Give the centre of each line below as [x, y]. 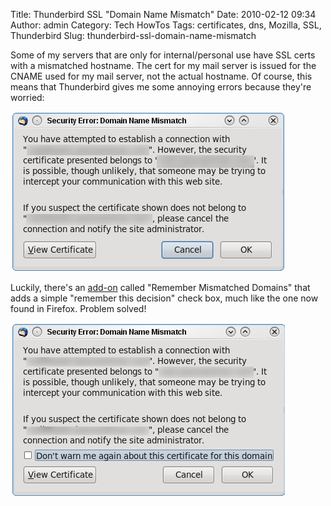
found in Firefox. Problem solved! [78, 308]
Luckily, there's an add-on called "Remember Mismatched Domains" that [160, 287]
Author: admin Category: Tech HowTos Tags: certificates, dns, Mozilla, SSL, [166, 25]
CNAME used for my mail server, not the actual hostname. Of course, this [161, 76]
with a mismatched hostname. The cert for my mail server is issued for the [163, 65]
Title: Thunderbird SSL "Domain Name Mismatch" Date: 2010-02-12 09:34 [163, 14]
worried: [27, 97]
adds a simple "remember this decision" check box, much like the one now [164, 298]
